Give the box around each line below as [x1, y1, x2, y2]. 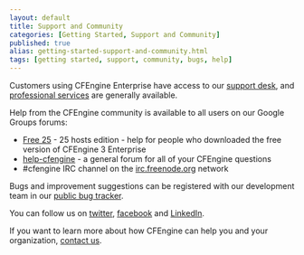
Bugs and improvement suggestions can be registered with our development [9, 181, 295, 191]
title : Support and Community [9, 22, 124, 31]
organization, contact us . [9, 235, 102, 245]
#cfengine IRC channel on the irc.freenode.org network [22, 164, 229, 174]
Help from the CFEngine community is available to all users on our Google [9, 108, 285, 118]
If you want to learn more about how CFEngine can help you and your [9, 225, 269, 236]
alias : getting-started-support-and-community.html [9, 47, 208, 56]
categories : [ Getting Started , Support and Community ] [9, 30, 221, 39]
